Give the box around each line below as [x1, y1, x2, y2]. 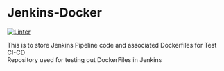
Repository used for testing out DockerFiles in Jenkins [7, 55, 162, 63]
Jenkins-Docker [7, 5, 103, 21]
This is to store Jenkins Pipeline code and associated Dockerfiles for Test [7, 41, 217, 49]
